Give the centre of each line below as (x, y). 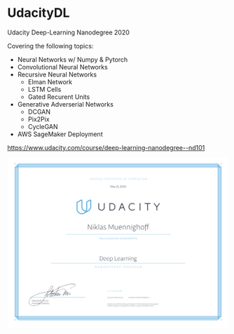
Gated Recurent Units (59, 97)
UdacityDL (39, 13)
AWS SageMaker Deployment (60, 134)
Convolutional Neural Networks (63, 67)
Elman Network (50, 81)
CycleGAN (43, 126)
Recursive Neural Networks (57, 74)
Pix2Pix (39, 119)
